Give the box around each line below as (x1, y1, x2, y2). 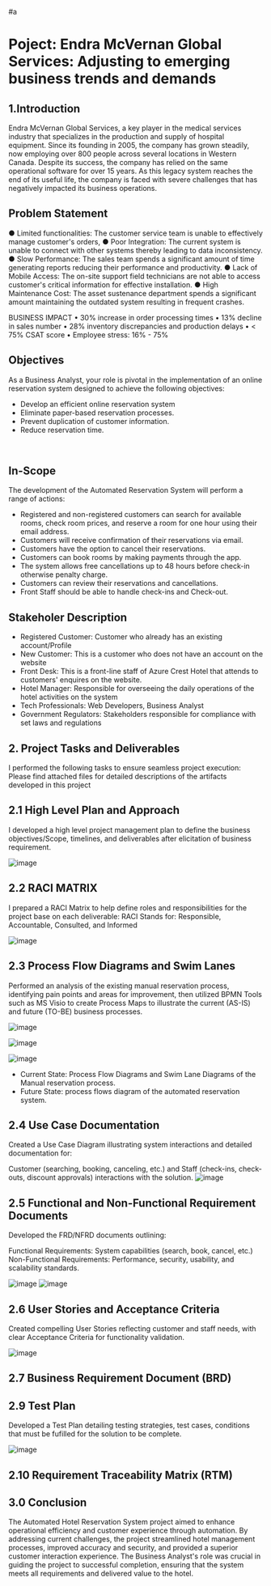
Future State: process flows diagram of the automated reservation (19, 1086, 240, 1096)
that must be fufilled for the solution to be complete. (8, 1429, 182, 1439)
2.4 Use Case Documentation (8, 1118, 160, 1132)
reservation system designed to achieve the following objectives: (8, 384, 225, 393)
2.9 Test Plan (8, 1399, 76, 1413)
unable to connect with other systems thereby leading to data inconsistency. (8, 245, 263, 255)
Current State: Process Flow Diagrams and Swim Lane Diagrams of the (19, 1069, 256, 1079)
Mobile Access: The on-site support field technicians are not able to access (8, 271, 260, 281)
